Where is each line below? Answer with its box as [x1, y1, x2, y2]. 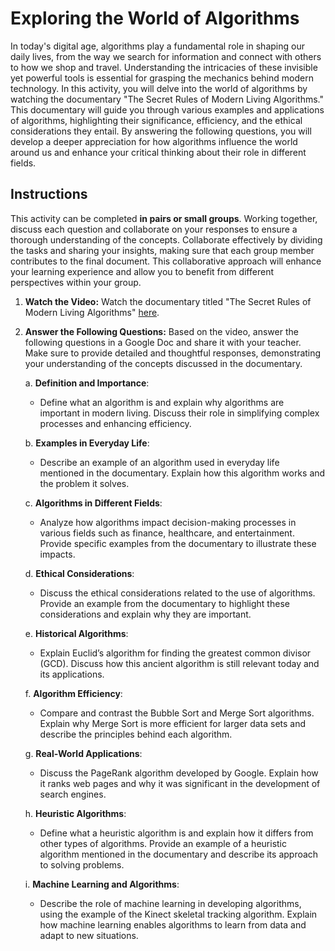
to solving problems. [39, 858, 125, 871]
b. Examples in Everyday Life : [24, 437, 150, 449]
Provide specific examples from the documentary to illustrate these [39, 537, 317, 549]
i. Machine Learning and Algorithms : [24, 878, 180, 890]
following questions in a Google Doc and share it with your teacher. [24, 336, 302, 348]
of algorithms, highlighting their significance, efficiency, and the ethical [10, 114, 303, 126]
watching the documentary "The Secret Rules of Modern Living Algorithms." [10, 93, 324, 105]
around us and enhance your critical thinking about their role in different [10, 146, 307, 158]
